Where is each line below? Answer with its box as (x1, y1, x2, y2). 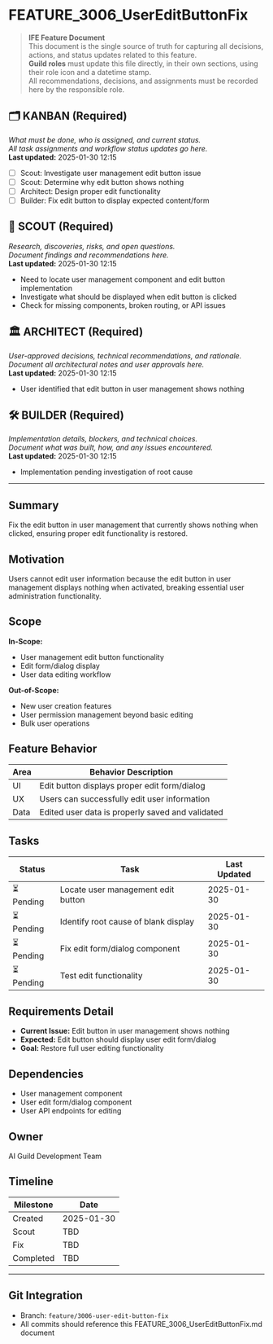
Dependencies (8, 1067, 84, 1081)
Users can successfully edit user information (39, 793, 210, 804)
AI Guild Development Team (8, 1151, 102, 1161)
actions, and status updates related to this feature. (28, 50, 197, 59)
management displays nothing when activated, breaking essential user (8, 582, 245, 592)
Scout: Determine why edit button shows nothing (19, 177, 184, 187)
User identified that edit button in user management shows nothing (19, 384, 245, 393)
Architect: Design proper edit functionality (19, 186, 161, 196)
